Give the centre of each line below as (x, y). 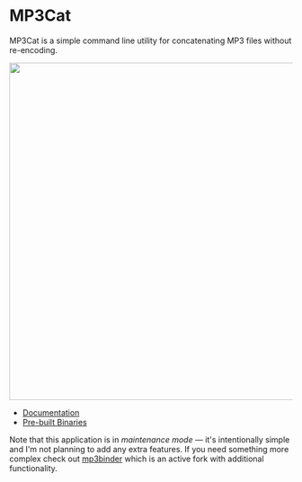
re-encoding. (34, 49)
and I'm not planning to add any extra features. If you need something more (149, 449)
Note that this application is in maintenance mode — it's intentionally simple (150, 439)
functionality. (34, 468)
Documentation (51, 412)
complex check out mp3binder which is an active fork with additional (137, 459)
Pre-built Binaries (54, 422)
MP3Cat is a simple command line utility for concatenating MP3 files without (151, 40)
